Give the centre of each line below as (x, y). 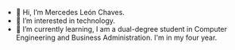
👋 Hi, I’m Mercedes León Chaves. (70, 12)
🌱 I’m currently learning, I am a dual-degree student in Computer (121, 29)
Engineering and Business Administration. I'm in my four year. (116, 37)
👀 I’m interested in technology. (65, 21)
